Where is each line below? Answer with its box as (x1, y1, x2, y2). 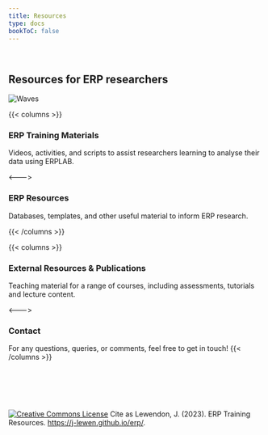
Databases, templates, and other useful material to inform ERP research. (8, 211, 249, 221)
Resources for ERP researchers (8, 72, 169, 86)
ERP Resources (8, 192, 69, 204)
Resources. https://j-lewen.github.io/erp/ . (8, 418, 146, 428)
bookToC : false (8, 27, 60, 35)
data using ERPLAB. (8, 157, 74, 167)
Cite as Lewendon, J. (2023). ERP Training (110, 409, 251, 419)
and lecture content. (8, 289, 76, 299)
